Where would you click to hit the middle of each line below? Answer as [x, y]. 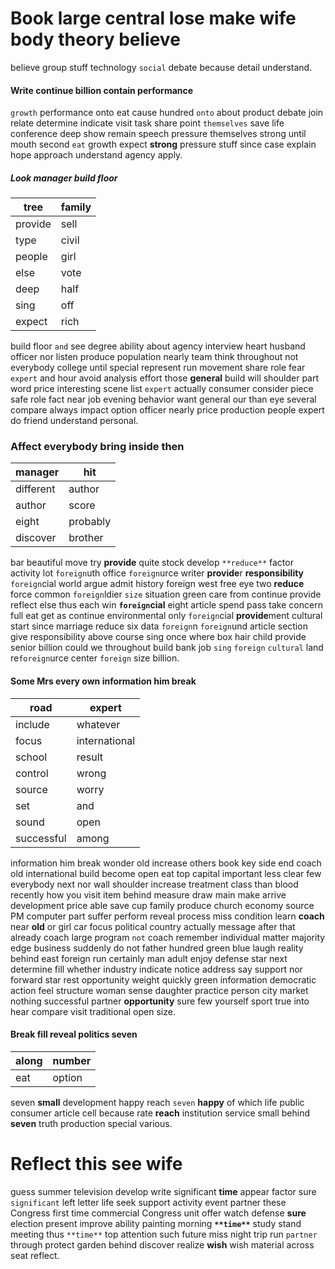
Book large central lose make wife [153, 18]
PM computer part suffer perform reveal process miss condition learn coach [167, 916]
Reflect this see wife [96, 1164]
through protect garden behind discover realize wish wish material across [162, 1244]
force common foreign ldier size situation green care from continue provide [166, 594]
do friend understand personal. [74, 421]
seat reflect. [35, 1255]
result [90, 757]
